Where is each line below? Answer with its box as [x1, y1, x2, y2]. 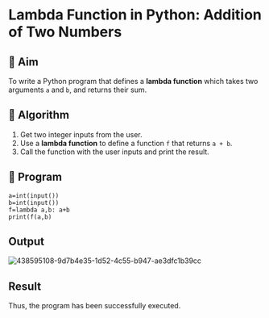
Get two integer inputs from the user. [19, 129, 143, 139]
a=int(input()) [8, 191, 60, 199]
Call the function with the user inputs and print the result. [19, 147, 209, 157]
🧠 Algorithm [8, 108, 70, 122]
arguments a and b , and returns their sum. [8, 85, 147, 94]
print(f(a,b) [8, 212, 52, 221]
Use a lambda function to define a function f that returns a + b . [19, 138, 233, 148]
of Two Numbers [8, 23, 122, 41]
